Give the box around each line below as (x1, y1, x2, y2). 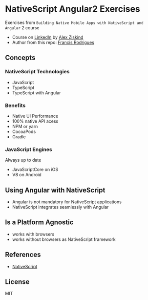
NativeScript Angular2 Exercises (5, 3, 141, 15)
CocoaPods (12, 129, 36, 134)
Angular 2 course (5, 24, 40, 30)
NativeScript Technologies (5, 68, 70, 75)
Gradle (12, 133, 26, 140)
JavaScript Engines (5, 146, 52, 152)
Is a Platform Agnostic (5, 218, 74, 227)
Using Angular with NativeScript (5, 186, 106, 194)
